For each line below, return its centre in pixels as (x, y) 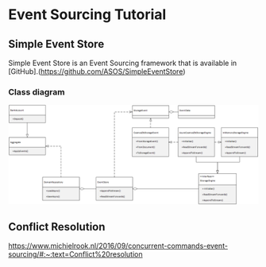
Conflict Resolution (57, 227)
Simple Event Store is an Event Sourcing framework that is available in (123, 63)
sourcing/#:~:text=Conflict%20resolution (75, 254)
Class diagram (37, 91)
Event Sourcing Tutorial (87, 15)
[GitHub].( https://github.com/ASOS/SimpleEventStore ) (97, 72)
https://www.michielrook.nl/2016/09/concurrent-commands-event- (118, 246)
